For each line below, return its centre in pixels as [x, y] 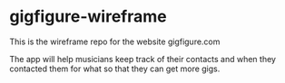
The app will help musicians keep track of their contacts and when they [143, 59]
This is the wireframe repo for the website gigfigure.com [115, 41]
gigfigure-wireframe [88, 17]
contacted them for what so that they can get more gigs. [115, 69]
